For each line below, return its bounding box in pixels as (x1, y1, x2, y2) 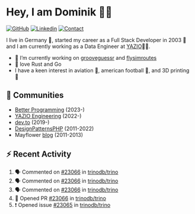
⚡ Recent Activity (6, 149, 72, 159)
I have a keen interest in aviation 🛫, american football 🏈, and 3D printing (14, 66, 190, 74)
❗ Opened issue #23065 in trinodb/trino (14, 201, 111, 208)
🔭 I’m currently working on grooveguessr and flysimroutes (14, 54, 157, 61)
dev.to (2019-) (14, 119, 50, 126)
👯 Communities (6, 90, 64, 100)
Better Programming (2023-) (14, 106, 85, 113)
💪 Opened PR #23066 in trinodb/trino (14, 194, 107, 202)
